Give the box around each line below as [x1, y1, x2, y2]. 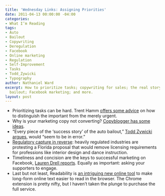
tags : [5, 26, 16, 31]
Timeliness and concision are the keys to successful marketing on [12, 155, 146, 161]
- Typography [5, 76, 32, 81]
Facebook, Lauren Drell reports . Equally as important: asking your [12, 160, 145, 166]
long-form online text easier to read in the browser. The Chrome [12, 176, 142, 182]
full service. [12, 186, 36, 192]
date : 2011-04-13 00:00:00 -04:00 [5, 12, 76, 17]
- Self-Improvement [5, 62, 45, 67]
